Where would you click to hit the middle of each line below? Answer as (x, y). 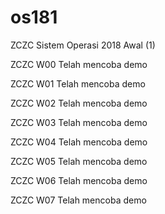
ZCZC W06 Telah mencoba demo (79, 180)
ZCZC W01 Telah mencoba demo (78, 83)
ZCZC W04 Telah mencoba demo (79, 142)
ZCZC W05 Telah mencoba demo (79, 161)
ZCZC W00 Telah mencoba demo (79, 64)
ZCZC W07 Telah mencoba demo (78, 200)
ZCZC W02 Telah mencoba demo (79, 103)
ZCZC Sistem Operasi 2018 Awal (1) (83, 45)
